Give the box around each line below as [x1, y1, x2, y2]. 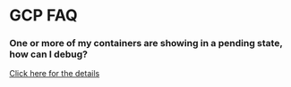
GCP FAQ [9, 5, 78, 26]
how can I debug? [9, 48, 88, 60]
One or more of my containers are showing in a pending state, [9, 37, 283, 50]
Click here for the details [9, 68, 100, 79]
